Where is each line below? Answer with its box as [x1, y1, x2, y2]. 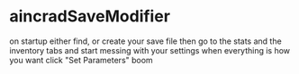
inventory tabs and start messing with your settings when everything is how [9, 45, 291, 55]
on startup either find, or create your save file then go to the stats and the [9, 36, 282, 46]
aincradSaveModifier [9, 6, 171, 27]
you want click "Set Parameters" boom [9, 54, 153, 65]
